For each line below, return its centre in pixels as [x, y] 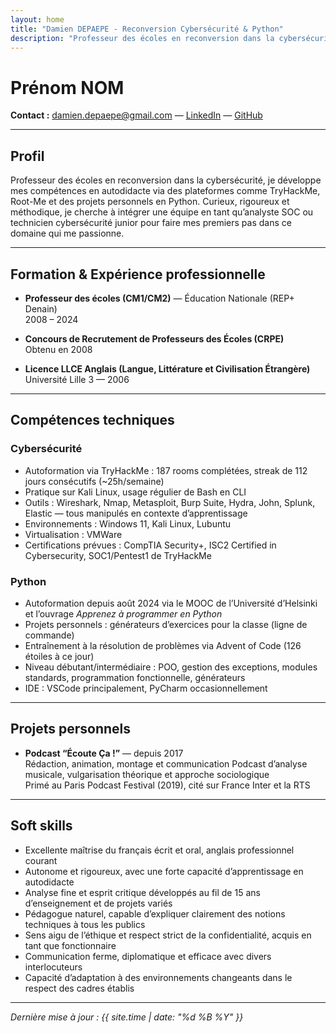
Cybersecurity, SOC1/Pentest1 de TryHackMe [118, 555]
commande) [49, 635]
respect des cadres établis [79, 988]
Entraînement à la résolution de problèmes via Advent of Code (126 [163, 645]
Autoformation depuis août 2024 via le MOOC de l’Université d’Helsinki [171, 603]
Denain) [41, 308]
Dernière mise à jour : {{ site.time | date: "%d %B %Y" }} [127, 1017]
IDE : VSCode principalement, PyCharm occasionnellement [146, 688]
